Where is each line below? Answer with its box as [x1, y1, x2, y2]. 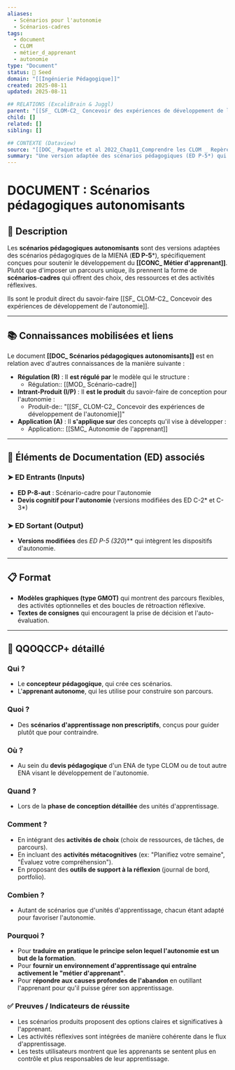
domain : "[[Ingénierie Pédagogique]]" [7, 75, 120, 83]
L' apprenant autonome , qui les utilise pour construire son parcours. [17, 687, 213, 696]
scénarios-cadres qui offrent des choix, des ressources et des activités [7, 273, 215, 282]
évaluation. [17, 616, 50, 625]
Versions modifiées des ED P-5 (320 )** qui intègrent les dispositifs [17, 536, 213, 545]
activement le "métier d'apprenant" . [17, 969, 126, 978]
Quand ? [7, 786, 36, 796]
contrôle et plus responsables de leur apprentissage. [17, 1054, 170, 1063]
